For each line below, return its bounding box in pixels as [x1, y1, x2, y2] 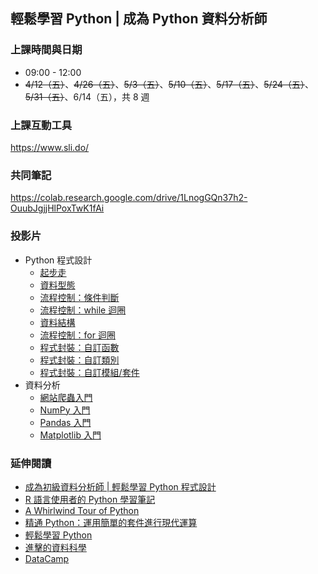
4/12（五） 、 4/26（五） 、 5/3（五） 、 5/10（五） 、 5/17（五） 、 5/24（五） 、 [24, 78, 315, 90]
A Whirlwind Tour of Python [24, 504, 140, 516]
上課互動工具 [10, 118, 73, 132]
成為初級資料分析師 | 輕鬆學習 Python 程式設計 [24, 480, 217, 493]
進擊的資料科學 [24, 541, 87, 553]
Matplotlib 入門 [39, 429, 102, 441]
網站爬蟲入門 [39, 391, 93, 403]
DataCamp [24, 552, 70, 564]
